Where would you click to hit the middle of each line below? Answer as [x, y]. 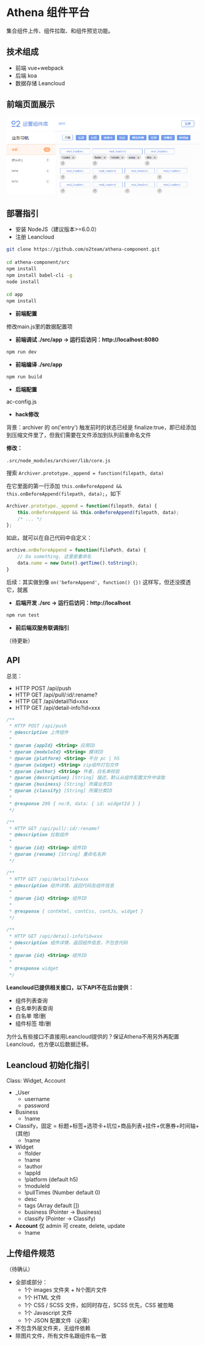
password [37, 1105]
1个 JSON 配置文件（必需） [58, 1320]
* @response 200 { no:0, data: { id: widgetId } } [75, 804]
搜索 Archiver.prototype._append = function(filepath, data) [85, 473]
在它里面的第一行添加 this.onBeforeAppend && [64, 486]
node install [23, 282]
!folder [33, 1153]
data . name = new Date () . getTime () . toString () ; [78, 563]
